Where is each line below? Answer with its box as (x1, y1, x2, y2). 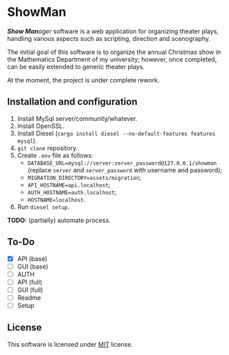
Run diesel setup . (17, 202, 70, 211)
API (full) (17, 277, 43, 286)
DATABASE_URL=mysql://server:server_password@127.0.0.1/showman (27, 160, 217, 167)
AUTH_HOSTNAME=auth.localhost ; (27, 188, 117, 196)
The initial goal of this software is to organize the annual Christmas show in (7, 48, 221, 56)
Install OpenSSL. (17, 122, 65, 130)
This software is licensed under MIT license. (7, 340, 134, 348)
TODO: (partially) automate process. (7, 216, 111, 224)
